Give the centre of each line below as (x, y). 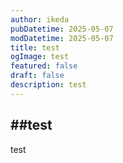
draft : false (37, 76)
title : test (35, 47)
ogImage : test (40, 57)
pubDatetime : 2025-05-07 (62, 29)
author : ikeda (40, 19)
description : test (48, 85)
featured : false (44, 66)
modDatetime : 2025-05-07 (62, 38)
